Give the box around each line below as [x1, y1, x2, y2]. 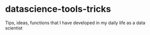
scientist [5, 25, 23, 31]
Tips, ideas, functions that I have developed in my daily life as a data [5, 20, 146, 26]
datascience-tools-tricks [5, 3, 111, 15]
